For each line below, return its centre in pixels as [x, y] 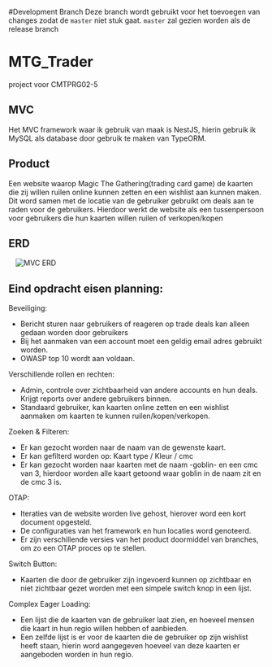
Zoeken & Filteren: [39, 432]
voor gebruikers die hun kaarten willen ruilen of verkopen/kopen [116, 218]
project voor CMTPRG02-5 [54, 84]
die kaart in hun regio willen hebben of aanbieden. [104, 629]
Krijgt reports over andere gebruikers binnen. [96, 399]
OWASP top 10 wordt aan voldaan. [78, 359]
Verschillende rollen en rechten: [62, 374]
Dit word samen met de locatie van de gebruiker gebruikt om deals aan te [131, 201]
